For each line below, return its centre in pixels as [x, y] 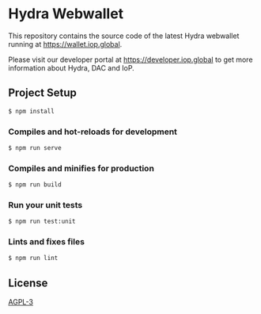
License [28, 283]
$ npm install [32, 111]
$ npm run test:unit [42, 222]
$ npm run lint [33, 258]
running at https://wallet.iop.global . [65, 44]
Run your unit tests [45, 205]
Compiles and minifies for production [81, 168]
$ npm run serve [35, 147]
